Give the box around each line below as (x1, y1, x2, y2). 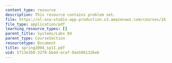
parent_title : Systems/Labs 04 (5, 31, 72, 36)
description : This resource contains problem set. (5, 12, 116, 17)
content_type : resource (5, 7, 56, 13)
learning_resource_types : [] (5, 26, 68, 31)
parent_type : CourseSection (5, 36, 66, 41)
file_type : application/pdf (5, 21, 66, 27)
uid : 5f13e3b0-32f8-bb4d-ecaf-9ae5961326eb (5, 50, 100, 55)
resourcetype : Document (5, 41, 56, 46)
